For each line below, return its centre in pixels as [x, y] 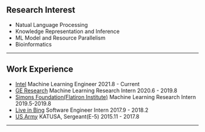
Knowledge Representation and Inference [67, 31]
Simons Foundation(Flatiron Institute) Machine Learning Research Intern [106, 97]
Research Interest [41, 10]
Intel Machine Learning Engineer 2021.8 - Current [77, 84]
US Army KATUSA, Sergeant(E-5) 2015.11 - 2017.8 [77, 116]
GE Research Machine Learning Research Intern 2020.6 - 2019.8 [96, 90]
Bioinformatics [33, 44]
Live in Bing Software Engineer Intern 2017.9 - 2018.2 [82, 110]
